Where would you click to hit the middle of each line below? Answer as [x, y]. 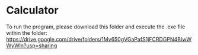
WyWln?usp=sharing [32, 46]
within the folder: [27, 33]
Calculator [32, 10]
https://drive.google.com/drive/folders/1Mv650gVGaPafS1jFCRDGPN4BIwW [99, 39]
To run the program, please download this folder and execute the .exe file [96, 27]
